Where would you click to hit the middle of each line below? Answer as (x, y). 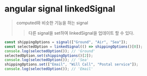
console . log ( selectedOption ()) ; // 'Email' (49, 69)
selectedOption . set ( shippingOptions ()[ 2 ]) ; (49, 56)
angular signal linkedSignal (60, 9)
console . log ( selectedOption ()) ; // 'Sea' (47, 60)
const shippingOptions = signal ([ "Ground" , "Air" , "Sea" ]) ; (66, 42)
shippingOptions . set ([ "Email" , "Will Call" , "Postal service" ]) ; (71, 64)
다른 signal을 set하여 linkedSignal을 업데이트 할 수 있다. (81, 33)
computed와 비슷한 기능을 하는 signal (52, 23)
